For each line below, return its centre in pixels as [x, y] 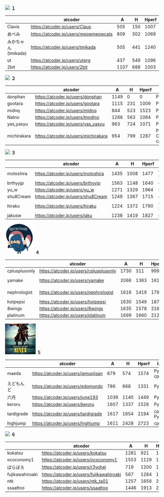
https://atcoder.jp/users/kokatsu [74, 453]
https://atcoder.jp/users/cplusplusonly [78, 271]
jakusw [14, 215]
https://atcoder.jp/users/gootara [67, 104]
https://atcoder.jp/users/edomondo [68, 386]
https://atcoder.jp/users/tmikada [63, 47]
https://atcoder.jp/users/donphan [68, 97]
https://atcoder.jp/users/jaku [64, 215]
